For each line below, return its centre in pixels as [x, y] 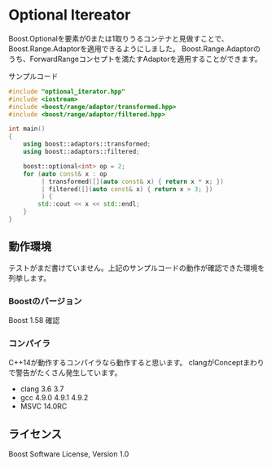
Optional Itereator [70, 15]
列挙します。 [30, 277]
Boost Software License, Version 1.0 [69, 454]
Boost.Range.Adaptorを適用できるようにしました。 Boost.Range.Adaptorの [134, 48]
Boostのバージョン [45, 301]
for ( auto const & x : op [65, 174]
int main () [27, 129]
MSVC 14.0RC [44, 406]
